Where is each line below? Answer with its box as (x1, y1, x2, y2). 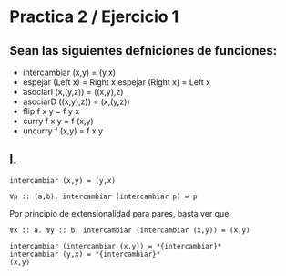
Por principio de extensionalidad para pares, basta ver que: (9, 207, 232, 218)
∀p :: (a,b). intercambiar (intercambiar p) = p (9, 192, 198, 201)
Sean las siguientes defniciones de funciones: (9, 43, 278, 58)
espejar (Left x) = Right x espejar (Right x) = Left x (22, 77, 211, 88)
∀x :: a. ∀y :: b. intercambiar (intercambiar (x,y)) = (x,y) (9, 226, 250, 235)
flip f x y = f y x (22, 106, 80, 116)
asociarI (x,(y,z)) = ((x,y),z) (22, 87, 124, 97)
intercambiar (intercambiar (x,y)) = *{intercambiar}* (9, 241, 222, 250)
